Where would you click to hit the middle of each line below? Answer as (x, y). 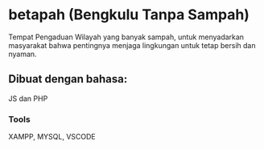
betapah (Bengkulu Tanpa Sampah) (129, 15)
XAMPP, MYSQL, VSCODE (52, 137)
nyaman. (23, 54)
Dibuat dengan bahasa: (68, 79)
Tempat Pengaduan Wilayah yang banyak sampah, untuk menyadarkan (126, 37)
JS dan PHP (28, 99)
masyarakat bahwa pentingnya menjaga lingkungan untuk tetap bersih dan (132, 45)
